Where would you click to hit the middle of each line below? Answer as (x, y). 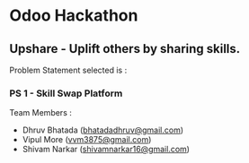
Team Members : (40, 113)
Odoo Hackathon (74, 16)
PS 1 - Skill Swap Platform (66, 93)
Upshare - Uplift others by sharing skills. (125, 49)
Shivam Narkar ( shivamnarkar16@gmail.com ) (106, 150)
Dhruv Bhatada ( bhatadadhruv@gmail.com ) (103, 130)
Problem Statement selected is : (68, 70)
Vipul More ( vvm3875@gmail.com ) (87, 140)
